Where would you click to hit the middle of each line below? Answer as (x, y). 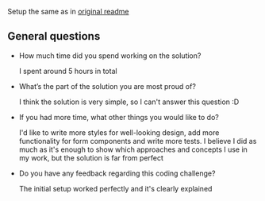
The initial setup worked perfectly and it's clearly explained (115, 188)
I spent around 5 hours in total (68, 71)
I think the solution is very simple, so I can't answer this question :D (129, 102)
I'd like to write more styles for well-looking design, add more (119, 132)
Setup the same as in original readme (68, 12)
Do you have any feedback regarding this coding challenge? (117, 173)
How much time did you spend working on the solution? (110, 56)
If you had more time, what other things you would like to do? (119, 117)
